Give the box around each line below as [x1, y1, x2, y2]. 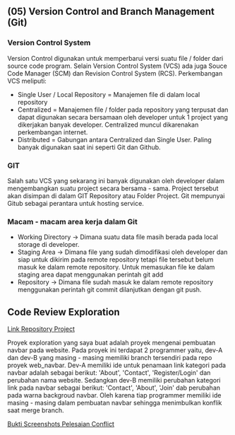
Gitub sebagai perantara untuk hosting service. [7, 199, 145, 207]
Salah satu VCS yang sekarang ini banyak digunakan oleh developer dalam [7, 176, 224, 185]
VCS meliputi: [7, 76, 47, 85]
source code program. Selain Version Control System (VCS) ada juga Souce [7, 62, 227, 70]
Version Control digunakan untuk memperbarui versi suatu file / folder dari [7, 54, 224, 62]
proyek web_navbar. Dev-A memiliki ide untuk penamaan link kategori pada [7, 361, 227, 370]
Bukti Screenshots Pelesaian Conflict [7, 420, 115, 429]
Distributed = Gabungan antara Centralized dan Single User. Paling [17, 135, 212, 144]
